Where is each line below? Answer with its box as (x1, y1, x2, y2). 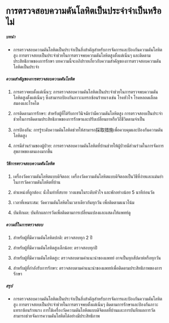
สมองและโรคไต (13, 100, 39, 106)
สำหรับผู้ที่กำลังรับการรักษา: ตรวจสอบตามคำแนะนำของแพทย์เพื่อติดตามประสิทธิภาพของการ (13, 265, 162, 271)
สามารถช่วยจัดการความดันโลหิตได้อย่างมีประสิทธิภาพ (13, 313, 100, 319)
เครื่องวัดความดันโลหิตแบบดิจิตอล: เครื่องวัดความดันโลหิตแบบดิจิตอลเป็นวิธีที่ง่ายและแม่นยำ (13, 173, 163, 180)
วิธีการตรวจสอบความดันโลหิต (6, 160, 55, 166)
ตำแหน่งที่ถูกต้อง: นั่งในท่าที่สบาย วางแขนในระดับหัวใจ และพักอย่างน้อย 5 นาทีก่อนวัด (13, 189, 155, 195)
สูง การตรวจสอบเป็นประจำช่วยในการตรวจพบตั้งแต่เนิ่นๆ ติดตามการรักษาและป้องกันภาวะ (13, 302, 158, 308)
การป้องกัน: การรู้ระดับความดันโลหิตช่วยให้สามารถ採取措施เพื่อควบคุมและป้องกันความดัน (13, 127, 163, 133)
